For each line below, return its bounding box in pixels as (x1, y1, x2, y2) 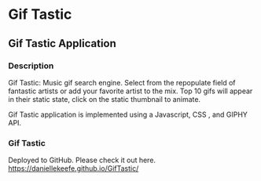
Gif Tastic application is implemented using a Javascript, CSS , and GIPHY (8, 110, 248, 119)
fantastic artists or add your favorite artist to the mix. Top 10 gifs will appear (8, 86, 253, 96)
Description (8, 60, 54, 71)
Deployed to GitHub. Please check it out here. (8, 155, 156, 165)
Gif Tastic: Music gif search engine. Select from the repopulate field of (8, 78, 236, 87)
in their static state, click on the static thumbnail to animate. (8, 94, 201, 103)
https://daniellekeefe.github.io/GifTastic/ (8, 164, 139, 173)
